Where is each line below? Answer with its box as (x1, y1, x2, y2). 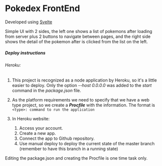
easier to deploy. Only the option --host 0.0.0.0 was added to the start (12, 82, 152, 88)
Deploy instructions (5, 50, 46, 56)
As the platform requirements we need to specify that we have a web (12, 97, 150, 102)
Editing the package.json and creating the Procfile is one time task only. (5, 155, 148, 161)
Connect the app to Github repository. (19, 135, 95, 141)
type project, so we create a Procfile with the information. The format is (12, 102, 155, 108)
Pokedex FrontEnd (5, 3, 80, 14)
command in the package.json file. (12, 87, 81, 93)
